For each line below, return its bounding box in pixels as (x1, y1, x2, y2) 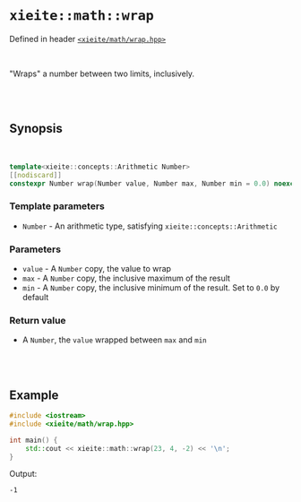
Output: (9, 469, 38, 480)
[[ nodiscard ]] (9, 170, 63, 179)
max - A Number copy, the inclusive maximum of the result (21, 273, 231, 283)
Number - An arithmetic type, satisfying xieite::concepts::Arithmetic (21, 221, 278, 231)
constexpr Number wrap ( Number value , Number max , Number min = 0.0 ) (9, 178, 271, 188)
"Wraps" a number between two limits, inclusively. (9, 68, 195, 79)
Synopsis (9, 121, 63, 136)
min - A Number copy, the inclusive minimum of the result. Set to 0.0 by (21, 281, 280, 293)
